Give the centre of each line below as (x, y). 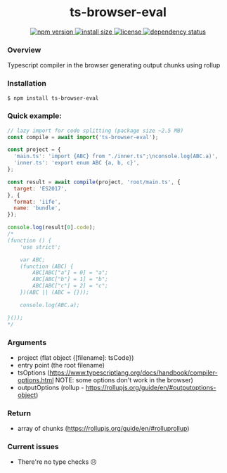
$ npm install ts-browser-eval (53, 98)
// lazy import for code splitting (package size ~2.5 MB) (96, 131)
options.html (35, 380)
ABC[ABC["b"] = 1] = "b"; (71, 279)
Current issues (33, 447)
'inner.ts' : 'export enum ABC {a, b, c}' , (77, 163)
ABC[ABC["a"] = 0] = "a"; (71, 273)
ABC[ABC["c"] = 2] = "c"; (71, 286)
